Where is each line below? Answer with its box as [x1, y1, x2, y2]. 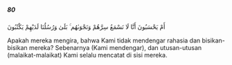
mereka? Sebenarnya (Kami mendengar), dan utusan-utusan [28, 43, 202, 51]
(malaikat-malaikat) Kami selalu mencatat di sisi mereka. [7, 51, 168, 59]
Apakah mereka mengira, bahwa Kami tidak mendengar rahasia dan [7, 36, 201, 44]
